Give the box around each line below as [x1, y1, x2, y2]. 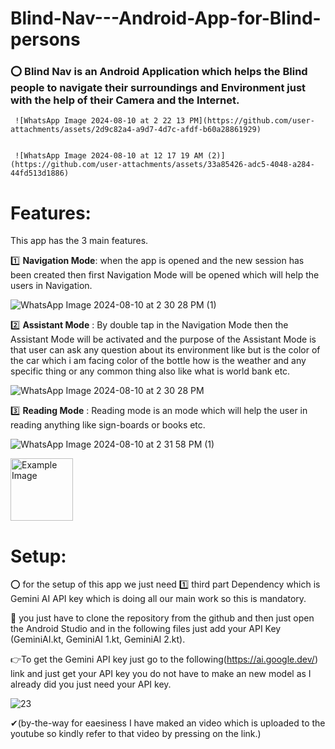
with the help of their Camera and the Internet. [10, 93, 240, 107]
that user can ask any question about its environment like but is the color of [10, 344, 321, 356]
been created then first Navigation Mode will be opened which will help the [10, 269, 320, 281]
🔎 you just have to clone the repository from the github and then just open [10, 612, 315, 624]
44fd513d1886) [10, 168, 70, 179]
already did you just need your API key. [10, 678, 172, 691]
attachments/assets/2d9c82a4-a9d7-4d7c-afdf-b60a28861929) [10, 125, 262, 135]
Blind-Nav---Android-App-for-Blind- [10, 7, 322, 30]
